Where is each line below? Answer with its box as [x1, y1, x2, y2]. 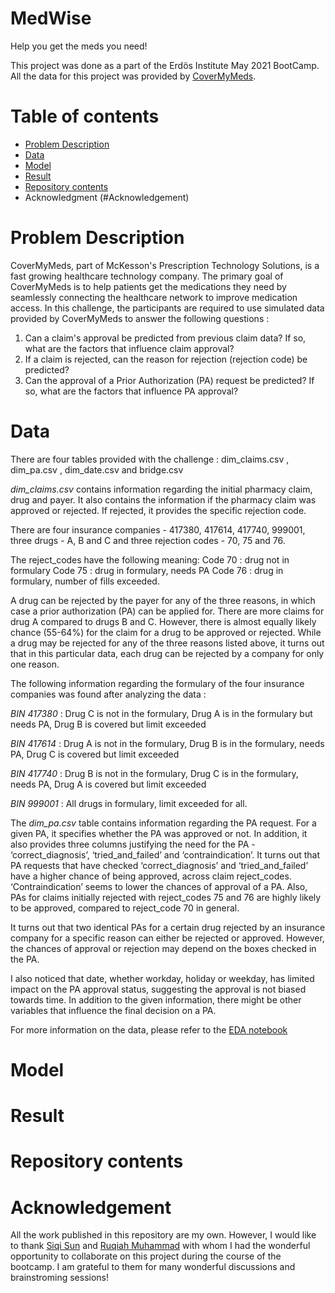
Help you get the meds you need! [10, 40, 148, 52]
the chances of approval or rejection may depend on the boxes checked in [10, 942, 317, 954]
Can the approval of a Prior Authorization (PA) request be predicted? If [24, 374, 315, 386]
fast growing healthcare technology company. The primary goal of [10, 270, 284, 282]
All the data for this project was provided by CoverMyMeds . [10, 70, 257, 82]
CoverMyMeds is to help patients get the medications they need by [10, 280, 287, 292]
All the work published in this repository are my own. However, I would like [10, 1229, 317, 1241]
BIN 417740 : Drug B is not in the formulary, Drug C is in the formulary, [10, 767, 299, 779]
